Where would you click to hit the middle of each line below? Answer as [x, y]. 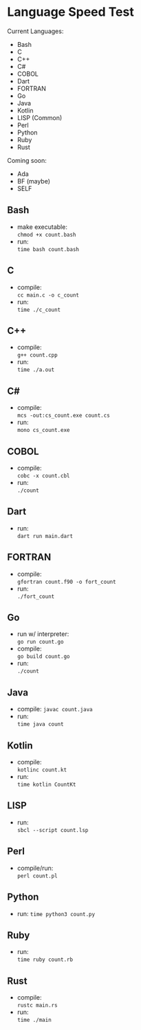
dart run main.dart [45, 536]
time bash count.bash [48, 249]
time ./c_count [39, 310]
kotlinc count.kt [42, 770]
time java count [40, 724]
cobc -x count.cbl [43, 476]
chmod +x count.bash [46, 235]
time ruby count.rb [45, 960]
